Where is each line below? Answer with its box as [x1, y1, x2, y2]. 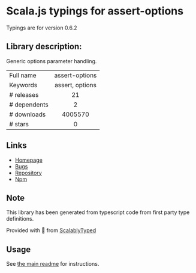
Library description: [6, 41, 82, 52]
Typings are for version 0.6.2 [6, 24, 77, 31]
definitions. [6, 215, 34, 222]
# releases [9, 90, 39, 99]
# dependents [9, 100, 49, 109]
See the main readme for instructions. [6, 260, 99, 268]
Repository [14, 169, 42, 176]
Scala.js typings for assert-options [6, 4, 184, 18]
